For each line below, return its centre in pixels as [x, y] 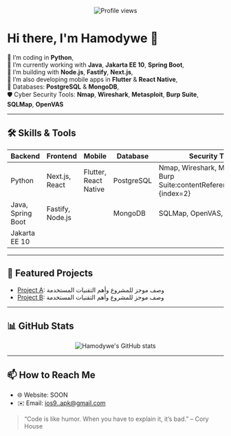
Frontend [62, 156]
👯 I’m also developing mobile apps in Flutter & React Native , [92, 79]
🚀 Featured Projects [50, 273]
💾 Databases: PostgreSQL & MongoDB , [63, 87]
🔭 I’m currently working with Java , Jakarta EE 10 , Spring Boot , [96, 65]
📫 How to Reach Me [51, 375]
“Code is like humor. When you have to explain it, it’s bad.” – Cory [116, 419]
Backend [25, 156]
